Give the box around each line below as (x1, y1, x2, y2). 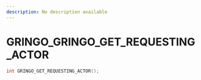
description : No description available (6, 8, 108, 15)
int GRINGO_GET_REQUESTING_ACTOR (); (6, 68, 99, 74)
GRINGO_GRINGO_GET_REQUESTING (6, 35, 196, 48)
